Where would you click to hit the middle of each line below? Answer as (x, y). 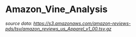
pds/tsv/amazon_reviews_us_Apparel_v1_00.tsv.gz (59, 28)
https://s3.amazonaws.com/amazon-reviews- (82, 23)
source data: (19, 23)
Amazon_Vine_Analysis (56, 9)
